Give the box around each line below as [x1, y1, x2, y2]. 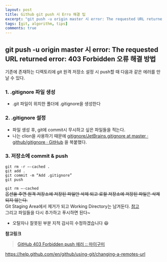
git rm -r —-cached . [5, 164, 50, 169]
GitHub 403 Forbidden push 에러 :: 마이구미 [17, 241, 105, 247]
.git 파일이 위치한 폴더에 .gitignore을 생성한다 [12, 101, 101, 107]
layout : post [5, 7, 32, 12]
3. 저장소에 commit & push [5, 152, 68, 159]
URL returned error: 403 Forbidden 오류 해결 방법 [5, 55, 156, 63]
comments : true [5, 26, 37, 31]
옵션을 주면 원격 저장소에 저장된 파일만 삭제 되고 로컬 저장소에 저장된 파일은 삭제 [5, 191, 161, 196]
